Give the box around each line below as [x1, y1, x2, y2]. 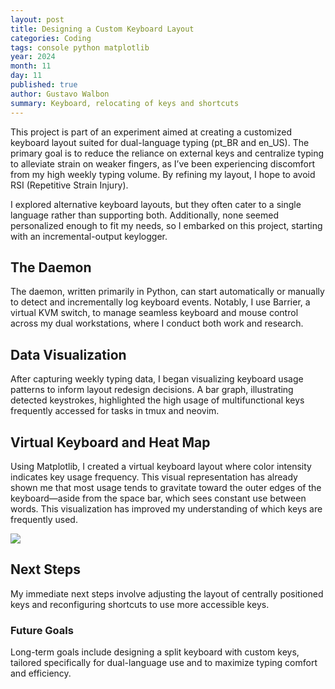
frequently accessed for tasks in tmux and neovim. [10, 405, 220, 417]
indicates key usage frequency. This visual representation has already [10, 471, 298, 483]
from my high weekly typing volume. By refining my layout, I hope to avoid [10, 168, 316, 180]
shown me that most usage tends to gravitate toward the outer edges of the [10, 481, 322, 493]
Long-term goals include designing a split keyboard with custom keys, [10, 646, 300, 658]
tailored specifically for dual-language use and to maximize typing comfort [10, 657, 318, 669]
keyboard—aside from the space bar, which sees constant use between [10, 492, 307, 504]
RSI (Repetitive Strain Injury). [10, 179, 129, 191]
